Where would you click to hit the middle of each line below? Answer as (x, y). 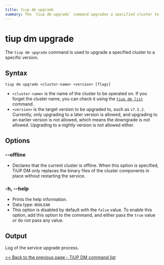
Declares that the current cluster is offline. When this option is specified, (85, 165)
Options (18, 140)
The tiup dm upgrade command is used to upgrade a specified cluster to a (80, 52)
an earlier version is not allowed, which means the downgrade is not (81, 120)
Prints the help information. (40, 199)
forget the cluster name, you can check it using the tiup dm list (78, 99)
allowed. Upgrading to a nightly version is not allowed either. (73, 125)
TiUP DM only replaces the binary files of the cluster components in (81, 170)
